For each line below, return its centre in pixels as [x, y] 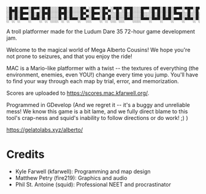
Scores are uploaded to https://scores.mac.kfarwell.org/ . [78, 93]
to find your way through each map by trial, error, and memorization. [93, 81]
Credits [25, 155]
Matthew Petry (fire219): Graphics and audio [71, 177]
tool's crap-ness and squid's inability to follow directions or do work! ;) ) [97, 118]
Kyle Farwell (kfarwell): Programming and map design [83, 171]
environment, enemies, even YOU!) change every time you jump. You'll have [102, 75]
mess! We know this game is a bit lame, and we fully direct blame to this [97, 111]
